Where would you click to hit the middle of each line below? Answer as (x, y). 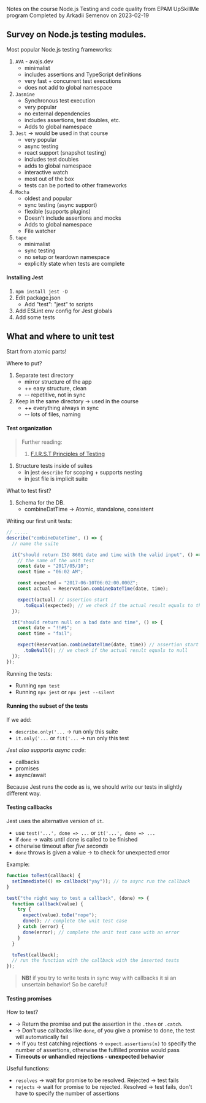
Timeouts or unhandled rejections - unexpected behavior (90, 1057)
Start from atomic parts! (36, 351)
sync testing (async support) (61, 204)
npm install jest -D (41, 292)
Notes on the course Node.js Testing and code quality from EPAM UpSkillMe (103, 9)
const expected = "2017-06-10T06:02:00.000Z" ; (78, 583)
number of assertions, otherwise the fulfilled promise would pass (97, 1050)
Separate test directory (44, 375)
